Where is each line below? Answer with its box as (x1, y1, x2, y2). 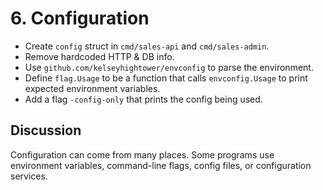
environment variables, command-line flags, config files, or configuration (10, 159, 312, 171)
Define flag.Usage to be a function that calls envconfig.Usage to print (24, 72, 308, 84)
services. (10, 170, 48, 182)
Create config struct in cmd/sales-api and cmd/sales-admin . (24, 40, 270, 52)
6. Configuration (10, 7, 150, 30)
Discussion (10, 122, 82, 139)
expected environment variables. (24, 82, 161, 94)
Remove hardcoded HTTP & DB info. (24, 50, 175, 62)
